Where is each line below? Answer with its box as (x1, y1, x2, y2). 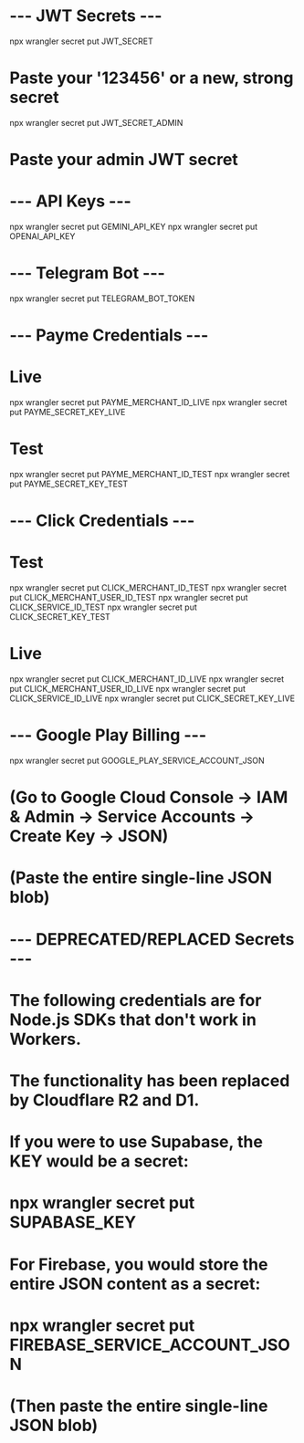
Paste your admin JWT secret (9, 150, 239, 170)
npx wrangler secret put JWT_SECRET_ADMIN (9, 117, 183, 128)
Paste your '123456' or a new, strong (9, 68, 294, 89)
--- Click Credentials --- (9, 510, 195, 531)
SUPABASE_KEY (9, 1212, 137, 1233)
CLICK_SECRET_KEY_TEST (9, 612, 111, 622)
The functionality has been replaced (9, 1070, 290, 1091)
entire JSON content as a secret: (9, 1273, 261, 1294)
